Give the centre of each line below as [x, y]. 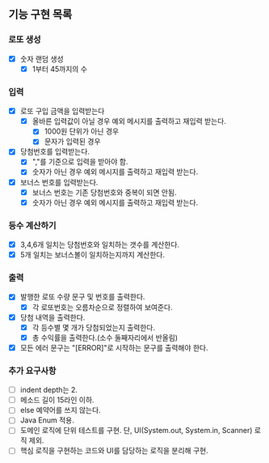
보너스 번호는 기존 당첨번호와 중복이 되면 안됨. [104, 192]
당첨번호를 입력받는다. [55, 151]
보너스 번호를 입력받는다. [59, 182]
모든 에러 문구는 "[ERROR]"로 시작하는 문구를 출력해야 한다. [114, 347]
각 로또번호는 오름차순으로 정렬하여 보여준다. [102, 307]
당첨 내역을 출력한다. [53, 317]
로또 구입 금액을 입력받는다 [62, 111]
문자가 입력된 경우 [72, 142]
